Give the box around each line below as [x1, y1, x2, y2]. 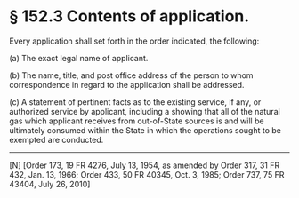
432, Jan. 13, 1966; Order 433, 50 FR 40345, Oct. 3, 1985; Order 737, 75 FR [9, 169, 285, 179]
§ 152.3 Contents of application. [9, 6, 250, 27]
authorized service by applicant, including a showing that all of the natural [9, 106, 280, 116]
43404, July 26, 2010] [9, 178, 91, 189]
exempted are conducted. [9, 134, 104, 145]
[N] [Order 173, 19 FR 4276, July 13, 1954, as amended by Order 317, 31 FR [9, 160, 280, 170]
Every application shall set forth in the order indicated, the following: [9, 36, 260, 46]
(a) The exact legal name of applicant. [9, 52, 149, 63]
